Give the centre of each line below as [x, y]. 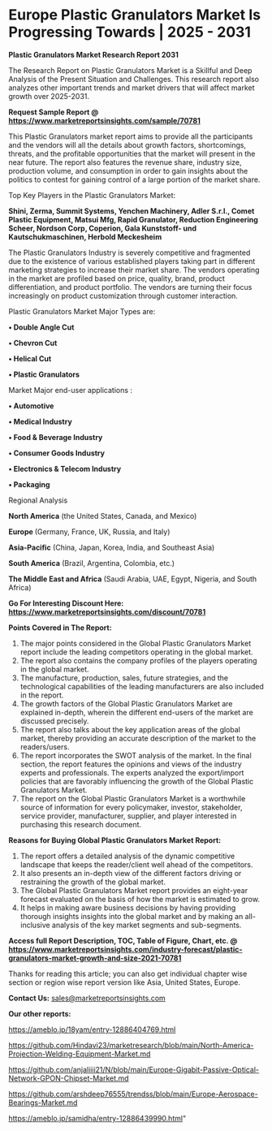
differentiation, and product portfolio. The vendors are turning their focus [130, 287]
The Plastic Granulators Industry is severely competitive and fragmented [130, 253]
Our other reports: [40, 1013]
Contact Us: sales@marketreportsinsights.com [87, 998]
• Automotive [31, 406]
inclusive [35, 925]
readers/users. [45, 747]
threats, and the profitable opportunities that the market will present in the [132, 153]
